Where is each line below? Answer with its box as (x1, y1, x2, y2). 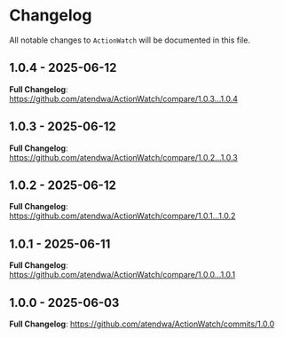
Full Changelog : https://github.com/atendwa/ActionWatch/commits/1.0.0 (9, 318, 275, 329)
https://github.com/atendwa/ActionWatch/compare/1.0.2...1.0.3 (9, 152, 238, 162)
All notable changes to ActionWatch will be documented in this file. (9, 35, 251, 45)
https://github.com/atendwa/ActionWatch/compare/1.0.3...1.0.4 (9, 93, 238, 104)
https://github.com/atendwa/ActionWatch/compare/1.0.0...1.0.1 (9, 270, 236, 280)
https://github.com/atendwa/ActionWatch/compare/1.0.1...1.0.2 (9, 210, 236, 222)
